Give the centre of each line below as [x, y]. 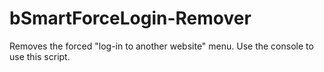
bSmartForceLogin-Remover [130, 18]
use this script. [40, 56]
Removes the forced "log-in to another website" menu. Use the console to [161, 46]
